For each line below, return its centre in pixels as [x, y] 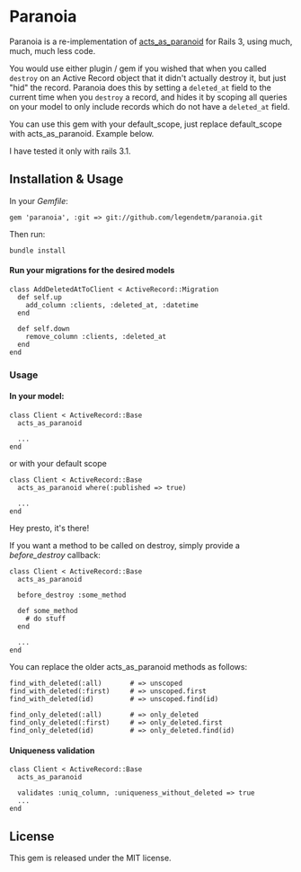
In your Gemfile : [39, 200]
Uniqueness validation [52, 750]
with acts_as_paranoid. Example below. [82, 133]
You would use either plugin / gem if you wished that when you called [138, 68]
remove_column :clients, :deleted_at [96, 336]
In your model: [37, 396]
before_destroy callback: [55, 556]
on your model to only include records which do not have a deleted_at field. [150, 106]
